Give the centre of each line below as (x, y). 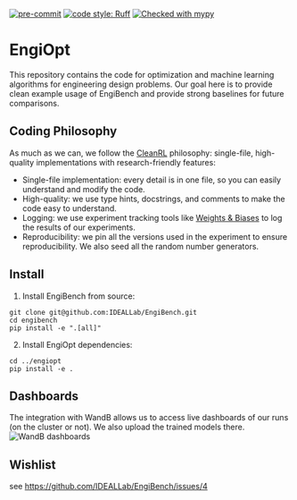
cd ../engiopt (36, 361)
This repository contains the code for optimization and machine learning (142, 74)
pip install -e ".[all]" (55, 328)
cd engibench (33, 320)
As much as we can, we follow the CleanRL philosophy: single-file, (132, 153)
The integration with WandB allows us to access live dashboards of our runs (149, 418)
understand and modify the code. (83, 189)
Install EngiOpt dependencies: (77, 344)
